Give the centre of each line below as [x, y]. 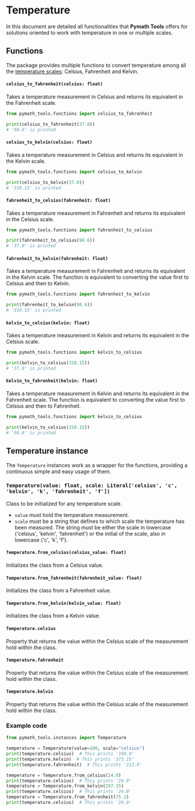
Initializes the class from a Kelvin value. [53, 616]
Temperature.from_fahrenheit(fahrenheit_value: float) [74, 578]
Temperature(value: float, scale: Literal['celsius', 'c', [92, 486]
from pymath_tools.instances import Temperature [66, 738]
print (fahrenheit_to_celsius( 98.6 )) [51, 241]
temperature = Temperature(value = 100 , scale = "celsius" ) [75, 748]
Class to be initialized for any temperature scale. [64, 504]
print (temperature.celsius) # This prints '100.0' [70, 754]
